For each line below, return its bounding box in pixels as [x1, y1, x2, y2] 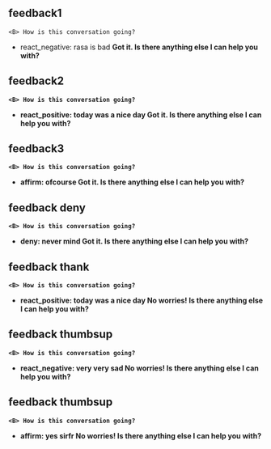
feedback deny [8, 201, 87, 214]
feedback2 [8, 74, 65, 88]
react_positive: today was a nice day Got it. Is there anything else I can [19, 109, 262, 120]
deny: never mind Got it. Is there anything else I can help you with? [19, 236, 249, 246]
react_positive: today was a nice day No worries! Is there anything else [19, 295, 264, 306]
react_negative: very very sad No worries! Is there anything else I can [19, 363, 259, 373]
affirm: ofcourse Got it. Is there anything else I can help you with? [19, 177, 245, 187]
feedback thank [8, 260, 90, 273]
